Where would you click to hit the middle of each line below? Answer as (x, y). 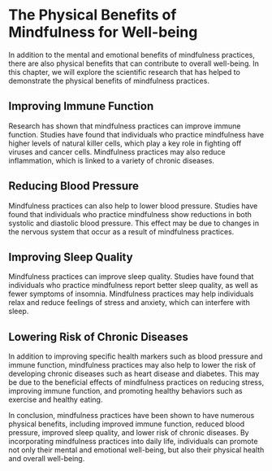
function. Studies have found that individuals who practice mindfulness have (136, 134)
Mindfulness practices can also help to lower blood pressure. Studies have (133, 206)
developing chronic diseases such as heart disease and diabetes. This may (134, 374)
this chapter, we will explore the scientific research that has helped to (125, 72)
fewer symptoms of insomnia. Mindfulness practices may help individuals (131, 294)
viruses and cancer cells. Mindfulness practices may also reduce (117, 151)
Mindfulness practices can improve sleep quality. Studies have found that (131, 277)
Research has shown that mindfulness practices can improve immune (125, 126)
